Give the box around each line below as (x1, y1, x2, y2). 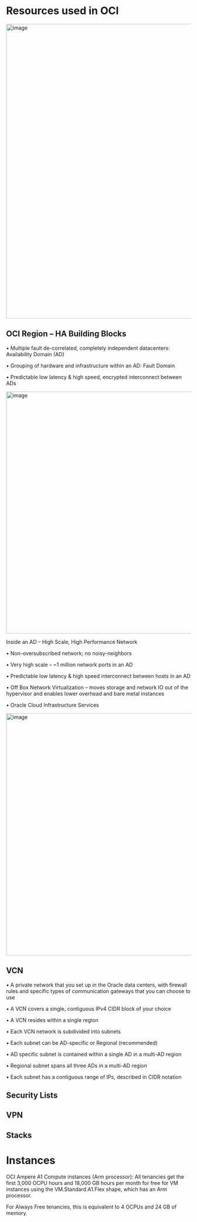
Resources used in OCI (6, 4, 119, 18)
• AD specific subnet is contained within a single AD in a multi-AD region (6, 1051, 182, 1058)
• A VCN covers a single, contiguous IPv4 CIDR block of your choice (6, 1005, 172, 1012)
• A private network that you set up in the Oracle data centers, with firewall (6, 981, 187, 988)
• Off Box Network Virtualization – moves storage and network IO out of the (6, 684, 189, 691)
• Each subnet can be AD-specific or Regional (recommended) (6, 1039, 158, 1046)
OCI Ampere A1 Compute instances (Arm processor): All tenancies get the (6, 1173, 185, 1180)
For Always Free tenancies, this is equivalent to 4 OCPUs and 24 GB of (6, 1203, 177, 1210)
